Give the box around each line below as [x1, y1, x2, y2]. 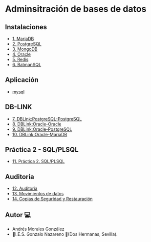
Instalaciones [5, 23, 47, 31]
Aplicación [5, 76, 39, 84]
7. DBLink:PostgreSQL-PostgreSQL [12, 116, 82, 121]
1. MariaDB [12, 36, 34, 41]
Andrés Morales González [12, 226, 65, 232]
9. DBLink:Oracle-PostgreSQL [12, 126, 72, 132]
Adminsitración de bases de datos [5, 3, 147, 15]
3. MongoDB [12, 46, 38, 52]
